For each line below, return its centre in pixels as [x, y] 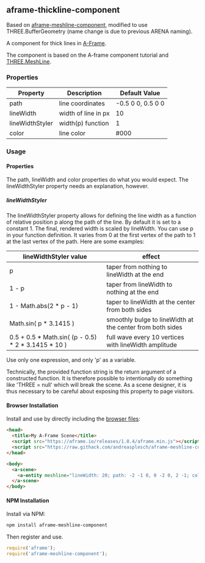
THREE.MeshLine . [29, 61]
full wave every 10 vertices [145, 337]
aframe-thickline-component [63, 10]
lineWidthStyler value [55, 257]
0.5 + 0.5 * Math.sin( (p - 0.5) [53, 337]
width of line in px [84, 114]
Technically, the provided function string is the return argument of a [91, 372]
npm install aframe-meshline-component [57, 525]
